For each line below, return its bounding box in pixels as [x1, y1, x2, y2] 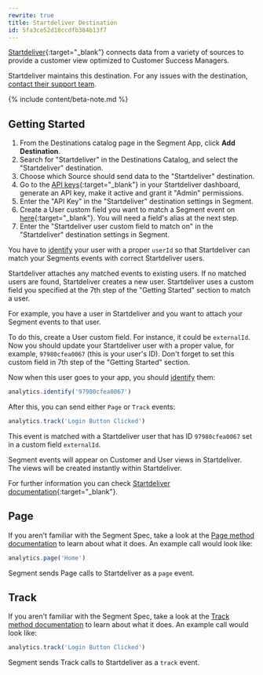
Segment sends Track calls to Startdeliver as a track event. [8, 658, 200, 667]
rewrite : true [8, 11, 55, 20]
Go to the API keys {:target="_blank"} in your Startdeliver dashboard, [19, 180, 241, 189]
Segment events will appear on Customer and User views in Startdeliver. [8, 454, 243, 464]
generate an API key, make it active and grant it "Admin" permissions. [19, 188, 244, 198]
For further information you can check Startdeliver [8, 478, 170, 487]
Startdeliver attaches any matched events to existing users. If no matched [8, 268, 247, 279]
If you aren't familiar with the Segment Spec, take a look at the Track [8, 611, 230, 621]
